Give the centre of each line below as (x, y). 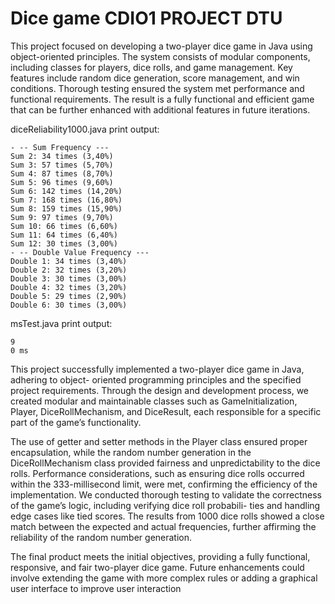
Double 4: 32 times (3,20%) (69, 287)
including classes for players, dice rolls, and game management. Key (151, 67)
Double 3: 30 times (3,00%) (69, 278)
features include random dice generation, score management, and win (155, 78)
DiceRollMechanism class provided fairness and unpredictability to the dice (165, 463)
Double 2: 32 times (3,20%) (69, 270)
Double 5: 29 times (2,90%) (69, 296)
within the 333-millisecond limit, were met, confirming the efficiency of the (164, 484)
